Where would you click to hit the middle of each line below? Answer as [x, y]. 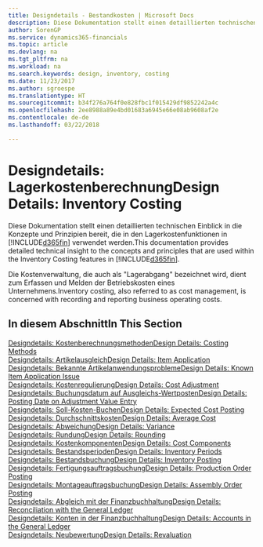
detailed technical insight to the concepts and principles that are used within [131, 250]
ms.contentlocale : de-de [49, 118]
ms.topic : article [38, 45]
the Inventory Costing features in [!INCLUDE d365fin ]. [94, 259]
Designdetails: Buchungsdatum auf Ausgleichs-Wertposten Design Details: [128, 392]
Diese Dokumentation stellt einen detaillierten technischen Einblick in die [125, 225]
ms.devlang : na [33, 52]
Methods [23, 351]
